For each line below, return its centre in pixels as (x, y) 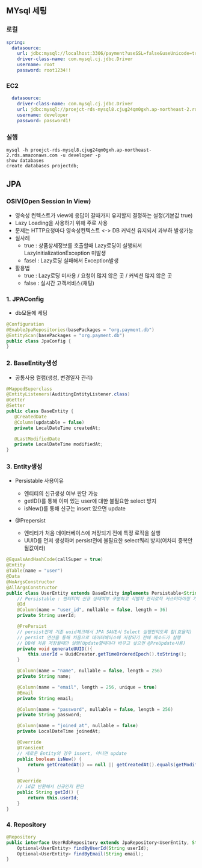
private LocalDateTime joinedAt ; (59, 731)
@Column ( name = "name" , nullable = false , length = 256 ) (90, 671)
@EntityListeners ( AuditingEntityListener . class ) (68, 394)
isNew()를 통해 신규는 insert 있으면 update (75, 509)
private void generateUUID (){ (55, 649)
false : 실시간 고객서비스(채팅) (59, 283)
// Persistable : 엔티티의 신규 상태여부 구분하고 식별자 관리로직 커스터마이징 (104, 599)
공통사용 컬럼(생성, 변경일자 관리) (54, 377)
